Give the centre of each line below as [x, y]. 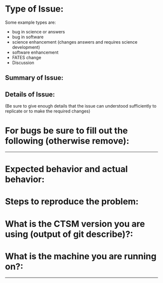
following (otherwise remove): [67, 141]
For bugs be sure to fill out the [66, 131]
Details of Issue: [30, 94]
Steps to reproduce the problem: [72, 202]
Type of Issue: [34, 9]
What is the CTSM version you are [75, 224]
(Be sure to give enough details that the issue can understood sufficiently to [81, 106]
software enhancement [35, 52]
